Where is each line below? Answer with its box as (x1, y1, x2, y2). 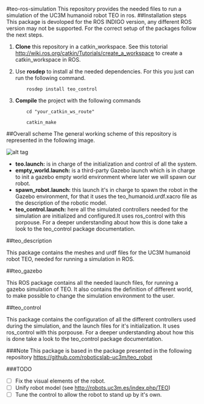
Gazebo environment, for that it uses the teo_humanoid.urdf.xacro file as (15, 193, 197, 200)
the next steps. (6, 31, 44, 39)
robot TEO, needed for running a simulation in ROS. (6, 255, 135, 262)
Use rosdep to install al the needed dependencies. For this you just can (15, 68, 195, 75)
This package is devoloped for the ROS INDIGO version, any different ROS (6, 18, 192, 25)
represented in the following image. (6, 137, 96, 144)
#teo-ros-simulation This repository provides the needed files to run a (6, 6, 181, 12)
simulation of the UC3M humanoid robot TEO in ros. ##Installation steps (6, 12, 187, 19)
